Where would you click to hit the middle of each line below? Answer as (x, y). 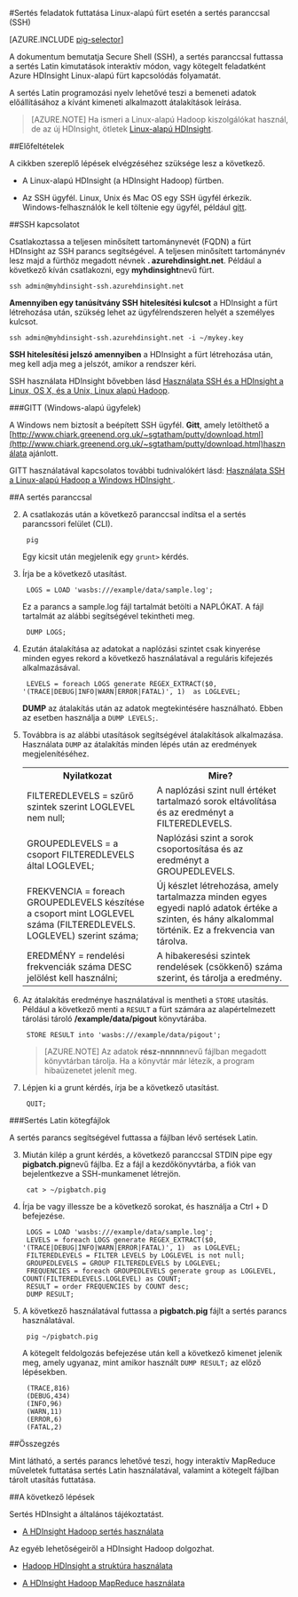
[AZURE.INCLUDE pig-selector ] (67, 40)
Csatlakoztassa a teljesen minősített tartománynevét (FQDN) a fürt (130, 242)
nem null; (45, 818)
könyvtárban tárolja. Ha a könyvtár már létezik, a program (149, 1061)
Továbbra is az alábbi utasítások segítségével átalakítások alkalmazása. (153, 735)
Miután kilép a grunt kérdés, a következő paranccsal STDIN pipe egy (147, 1155)
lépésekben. (45, 1372)
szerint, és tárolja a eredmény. (219, 978)
